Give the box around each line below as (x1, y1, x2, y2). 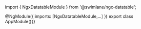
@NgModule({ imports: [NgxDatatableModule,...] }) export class (5, 14, 134, 19)
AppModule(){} (5, 19, 36, 24)
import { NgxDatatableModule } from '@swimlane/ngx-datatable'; (5, 4, 137, 10)
